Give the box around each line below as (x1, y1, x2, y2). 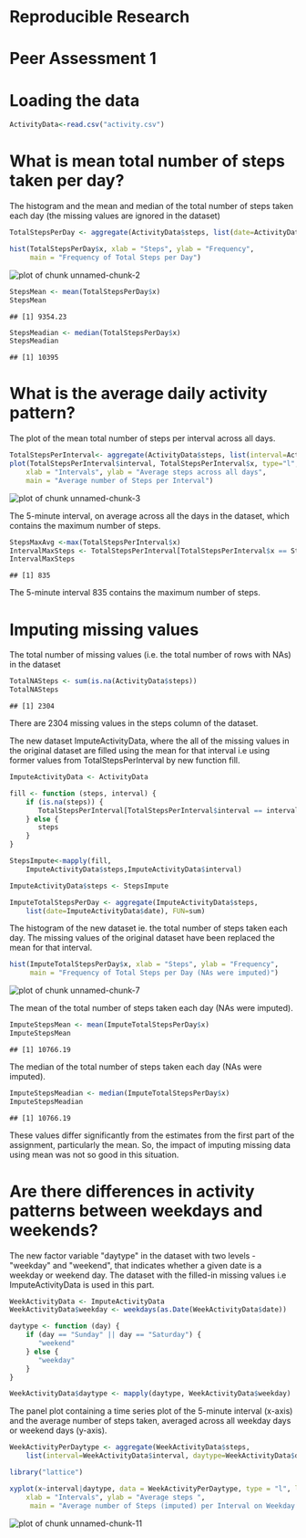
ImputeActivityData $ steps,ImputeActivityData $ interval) (25, 865, 243, 874)
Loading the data (9, 90, 140, 111)
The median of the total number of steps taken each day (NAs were (9, 1061, 262, 1072)
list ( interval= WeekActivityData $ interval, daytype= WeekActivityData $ (25, 1451, 296, 1460)
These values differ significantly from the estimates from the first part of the (9, 1130, 295, 1141)
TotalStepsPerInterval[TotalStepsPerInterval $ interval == (37, 806, 262, 815)
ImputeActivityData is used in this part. (9, 1279, 155, 1290)
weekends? (9, 1219, 98, 1240)
